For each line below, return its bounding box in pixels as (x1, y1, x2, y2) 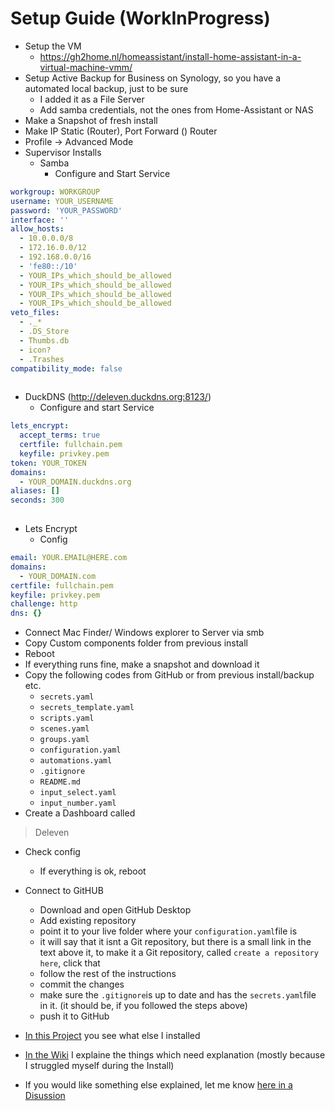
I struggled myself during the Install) (24, 1060, 175, 1072)
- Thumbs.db (19, 335, 70, 346)
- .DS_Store (19, 327, 70, 337)
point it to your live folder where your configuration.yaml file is (39, 925, 298, 937)
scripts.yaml (39, 713, 95, 724)
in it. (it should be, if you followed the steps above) (39, 1000, 248, 1012)
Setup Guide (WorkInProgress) (10, 7, 271, 30)
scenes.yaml (39, 724, 90, 734)
